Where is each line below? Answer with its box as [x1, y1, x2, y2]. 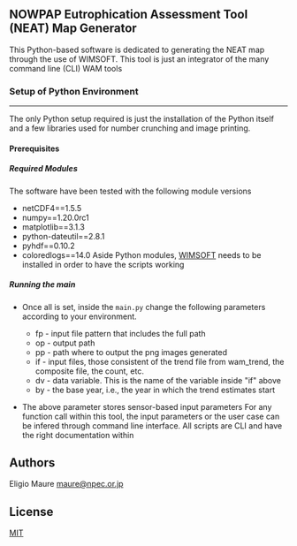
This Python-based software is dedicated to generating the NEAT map [9, 44, 265, 55]
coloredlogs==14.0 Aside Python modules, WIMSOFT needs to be [21, 249, 262, 260]
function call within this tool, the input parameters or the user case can [21, 411, 280, 421]
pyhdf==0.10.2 [21, 240, 75, 251]
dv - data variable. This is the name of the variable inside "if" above [34, 375, 281, 385]
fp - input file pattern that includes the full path [34, 328, 206, 338]
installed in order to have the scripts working [21, 259, 185, 269]
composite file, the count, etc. [34, 366, 144, 376]
